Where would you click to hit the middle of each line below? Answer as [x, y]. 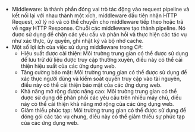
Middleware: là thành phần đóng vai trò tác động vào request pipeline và [100, 9]
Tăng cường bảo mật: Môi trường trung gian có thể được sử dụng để [104, 72]
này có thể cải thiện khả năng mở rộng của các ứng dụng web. [97, 104]
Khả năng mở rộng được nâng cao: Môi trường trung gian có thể [99, 91]
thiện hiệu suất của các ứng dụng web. [68, 66]
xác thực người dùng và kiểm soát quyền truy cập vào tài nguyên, [101, 78]
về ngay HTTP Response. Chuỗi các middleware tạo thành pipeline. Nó [99, 28]
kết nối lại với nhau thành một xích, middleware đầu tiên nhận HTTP [94, 15]
